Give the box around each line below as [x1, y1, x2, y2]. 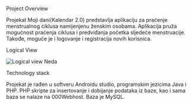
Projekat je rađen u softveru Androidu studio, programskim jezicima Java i [6, 81, 187, 88]
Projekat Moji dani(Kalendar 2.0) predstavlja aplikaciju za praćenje [6, 16, 168, 23]
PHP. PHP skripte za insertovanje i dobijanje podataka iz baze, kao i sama [6, 87, 185, 94]
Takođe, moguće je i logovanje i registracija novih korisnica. [6, 35, 152, 42]
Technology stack [6, 69, 50, 76]
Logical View [6, 47, 38, 54]
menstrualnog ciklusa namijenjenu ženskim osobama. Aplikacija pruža [6, 23, 177, 29]
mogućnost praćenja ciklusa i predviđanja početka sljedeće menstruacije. [6, 29, 185, 36]
